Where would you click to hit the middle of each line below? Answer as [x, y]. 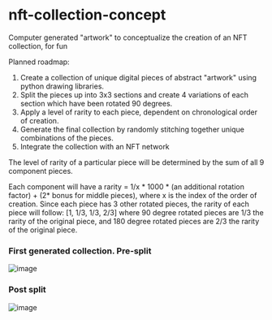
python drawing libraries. [62, 86]
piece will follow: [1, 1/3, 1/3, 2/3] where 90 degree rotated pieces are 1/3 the [136, 212]
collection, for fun [38, 45]
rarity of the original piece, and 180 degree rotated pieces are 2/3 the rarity [134, 221]
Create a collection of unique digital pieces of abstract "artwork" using [138, 77]
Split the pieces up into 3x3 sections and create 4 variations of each [134, 94]
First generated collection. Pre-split [80, 251]
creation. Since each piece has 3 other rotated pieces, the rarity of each [129, 204]
